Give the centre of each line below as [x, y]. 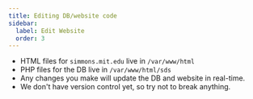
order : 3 [30, 38]
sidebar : [23, 23]
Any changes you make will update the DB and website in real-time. [133, 78]
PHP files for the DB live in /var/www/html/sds [95, 70]
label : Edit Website [50, 31]
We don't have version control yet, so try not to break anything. [125, 87]
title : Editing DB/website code [63, 16]
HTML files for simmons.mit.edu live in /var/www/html [108, 61]
